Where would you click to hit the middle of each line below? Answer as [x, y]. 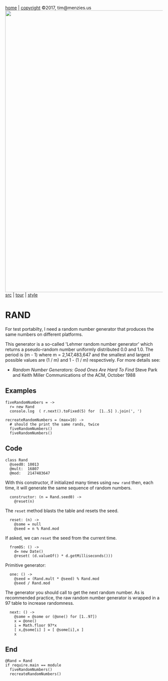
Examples [21, 391]
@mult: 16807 [24, 469]
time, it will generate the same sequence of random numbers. [68, 488]
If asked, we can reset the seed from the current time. [61, 538]
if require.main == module [33, 665]
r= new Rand [22, 407]
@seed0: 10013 [24, 464]
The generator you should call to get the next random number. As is [75, 592]
